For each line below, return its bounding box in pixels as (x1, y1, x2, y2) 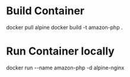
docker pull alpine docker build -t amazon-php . (6, 24, 123, 31)
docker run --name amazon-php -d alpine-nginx (6, 64, 125, 71)
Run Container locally (6, 44, 115, 58)
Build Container (6, 4, 85, 18)
